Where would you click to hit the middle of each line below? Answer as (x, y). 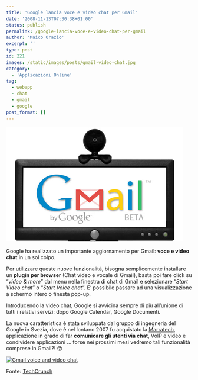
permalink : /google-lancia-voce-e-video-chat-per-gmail (76, 31)
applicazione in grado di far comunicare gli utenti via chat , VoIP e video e (96, 336)
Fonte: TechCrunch (29, 371)
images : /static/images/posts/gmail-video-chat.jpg (71, 62)
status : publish (26, 25)
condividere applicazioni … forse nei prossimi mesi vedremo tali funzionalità (98, 342)
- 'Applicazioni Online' (42, 75)
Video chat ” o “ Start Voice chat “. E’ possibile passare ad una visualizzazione (99, 288)
